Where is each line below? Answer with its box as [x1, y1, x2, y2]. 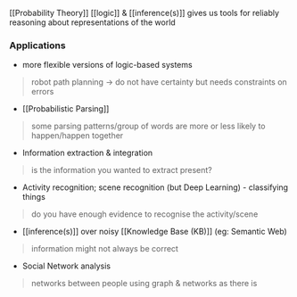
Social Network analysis [21, 260, 111, 271]
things [21, 192, 46, 202]
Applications [9, 39, 66, 52]
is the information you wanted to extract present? [30, 165, 212, 176]
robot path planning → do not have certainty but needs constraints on [30, 77, 287, 87]
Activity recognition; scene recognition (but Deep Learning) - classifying [21, 182, 288, 193]
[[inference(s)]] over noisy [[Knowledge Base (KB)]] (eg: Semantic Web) [21, 227, 287, 237]
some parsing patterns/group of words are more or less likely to [30, 120, 266, 132]
